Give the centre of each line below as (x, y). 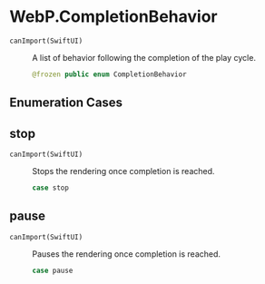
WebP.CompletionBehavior (113, 17)
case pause (53, 270)
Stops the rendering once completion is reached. (123, 171)
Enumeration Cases (66, 103)
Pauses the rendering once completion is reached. (126, 254)
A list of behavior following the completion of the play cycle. (144, 57)
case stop (51, 188)
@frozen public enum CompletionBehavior (110, 74)
